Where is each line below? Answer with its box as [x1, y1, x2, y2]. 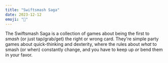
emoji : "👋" [5, 17, 28, 22]
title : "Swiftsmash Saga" [5, 7, 60, 13]
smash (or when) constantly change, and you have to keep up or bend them [5, 46, 163, 53]
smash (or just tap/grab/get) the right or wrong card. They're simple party [5, 36, 159, 42]
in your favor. [5, 52, 33, 58]
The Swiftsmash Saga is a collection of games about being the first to [5, 31, 150, 37]
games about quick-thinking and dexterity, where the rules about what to [5, 41, 157, 47]
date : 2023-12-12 [5, 12, 42, 17]
